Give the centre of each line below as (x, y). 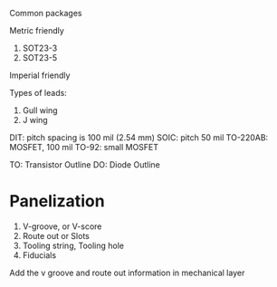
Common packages (46, 13)
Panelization (57, 201)
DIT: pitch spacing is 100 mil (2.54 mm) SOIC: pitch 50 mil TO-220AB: (139, 138)
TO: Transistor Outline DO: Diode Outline (85, 165)
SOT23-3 (40, 48)
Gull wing (40, 110)
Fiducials (39, 255)
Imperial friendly (40, 75)
